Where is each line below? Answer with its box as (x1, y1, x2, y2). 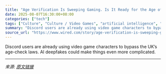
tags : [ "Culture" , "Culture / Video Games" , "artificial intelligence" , (5, 21, 158, 26)
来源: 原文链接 (5, 64, 34, 70)
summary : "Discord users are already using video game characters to (5, 26, 152, 31)
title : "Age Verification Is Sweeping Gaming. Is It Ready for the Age (5, 7, 156, 12)
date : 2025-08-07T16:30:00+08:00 (5, 12, 74, 17)
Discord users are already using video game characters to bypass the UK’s (5, 44, 157, 49)
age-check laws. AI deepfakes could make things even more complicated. (5, 49, 156, 55)
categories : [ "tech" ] (5, 16, 50, 21)
